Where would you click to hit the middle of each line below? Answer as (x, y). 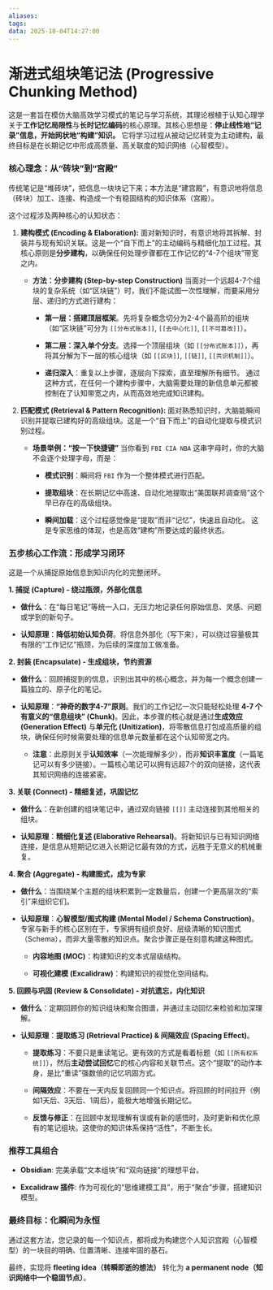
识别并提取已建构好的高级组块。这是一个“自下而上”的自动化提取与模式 (137, 420)
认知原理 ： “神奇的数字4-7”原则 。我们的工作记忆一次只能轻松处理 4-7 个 (141, 706)
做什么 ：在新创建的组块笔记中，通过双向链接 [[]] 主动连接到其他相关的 (140, 808)
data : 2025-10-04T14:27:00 (54, 31)
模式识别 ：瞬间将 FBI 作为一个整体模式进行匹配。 (127, 475)
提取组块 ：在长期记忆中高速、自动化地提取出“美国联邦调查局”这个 (154, 492)
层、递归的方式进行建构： (75, 301)
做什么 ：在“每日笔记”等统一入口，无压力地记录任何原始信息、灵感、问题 (141, 607)
